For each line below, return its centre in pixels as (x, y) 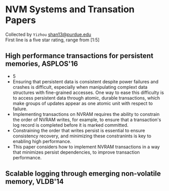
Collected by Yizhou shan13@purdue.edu (48, 34)
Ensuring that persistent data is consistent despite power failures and (86, 81)
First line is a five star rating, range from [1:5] (52, 40)
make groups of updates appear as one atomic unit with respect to (83, 103)
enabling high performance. (42, 141)
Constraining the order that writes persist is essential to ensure (79, 130)
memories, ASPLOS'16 (42, 64)
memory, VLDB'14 (34, 182)
